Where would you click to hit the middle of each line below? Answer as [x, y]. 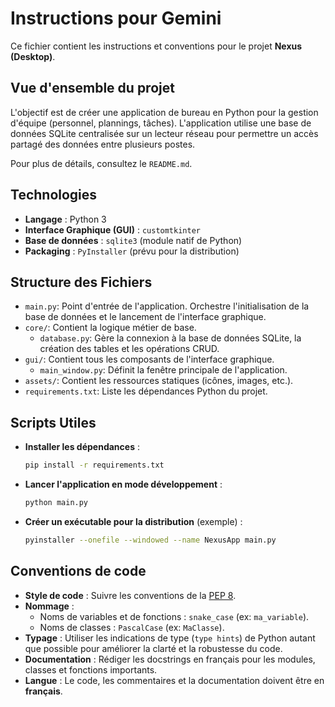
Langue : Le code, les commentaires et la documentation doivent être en [174, 680]
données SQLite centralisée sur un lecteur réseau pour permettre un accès [164, 133]
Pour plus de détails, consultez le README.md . [101, 163]
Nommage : [49, 606]
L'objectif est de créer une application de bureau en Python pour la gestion [164, 112]
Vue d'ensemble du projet [92, 88]
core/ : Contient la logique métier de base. [110, 328]
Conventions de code [78, 571]
